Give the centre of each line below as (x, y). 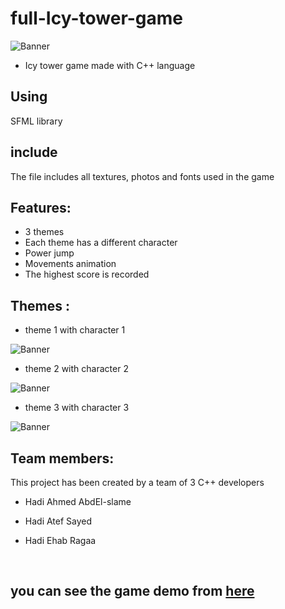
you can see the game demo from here (132, 591)
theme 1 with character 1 (75, 330)
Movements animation (70, 264)
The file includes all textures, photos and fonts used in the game (142, 176)
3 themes (44, 232)
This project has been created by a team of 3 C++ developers (137, 482)
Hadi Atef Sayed (58, 521)
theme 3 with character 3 (77, 408)
